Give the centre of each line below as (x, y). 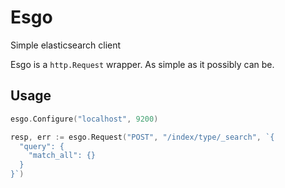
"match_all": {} (62, 156)
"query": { (42, 146)
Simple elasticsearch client (66, 45)
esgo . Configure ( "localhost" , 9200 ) (84, 119)
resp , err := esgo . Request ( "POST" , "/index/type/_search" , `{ (142, 137)
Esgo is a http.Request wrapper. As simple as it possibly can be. (142, 64)
